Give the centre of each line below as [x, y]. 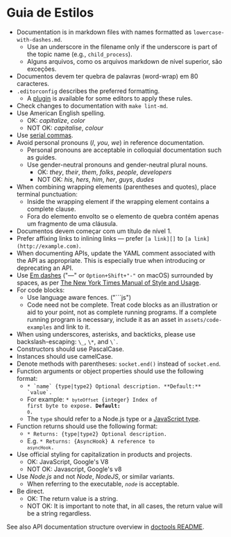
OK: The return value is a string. [72, 498]
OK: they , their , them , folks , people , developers [104, 172]
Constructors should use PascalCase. [70, 349]
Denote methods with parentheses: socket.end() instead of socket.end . [119, 364]
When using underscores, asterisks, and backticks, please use [106, 334]
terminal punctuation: [47, 194]
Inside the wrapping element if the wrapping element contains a [118, 201]
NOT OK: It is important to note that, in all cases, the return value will [125, 506]
